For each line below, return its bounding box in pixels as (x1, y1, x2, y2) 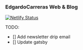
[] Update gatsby (12, 39, 48, 45)
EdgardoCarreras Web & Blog (5, 3, 78, 10)
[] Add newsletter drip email (12, 34, 70, 40)
